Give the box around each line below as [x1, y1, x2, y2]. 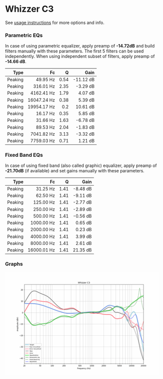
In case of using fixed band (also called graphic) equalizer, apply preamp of [5, 163, 157, 168]
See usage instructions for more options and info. [5, 20, 105, 25]
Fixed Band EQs [5, 151, 43, 158]
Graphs [5, 261, 23, 267]
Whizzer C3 [5, 3, 54, 15]
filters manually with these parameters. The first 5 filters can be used [5, 48, 144, 54]
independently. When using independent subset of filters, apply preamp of [5, 53, 155, 59]
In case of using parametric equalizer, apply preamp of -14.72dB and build [5, 43, 155, 49]
